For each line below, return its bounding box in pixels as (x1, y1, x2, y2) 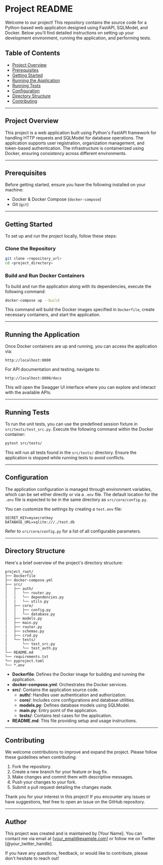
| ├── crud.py (5, 633, 38, 638)
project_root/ (5, 569, 34, 574)
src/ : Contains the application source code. (12, 687, 99, 692)
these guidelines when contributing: (5, 754, 77, 760)
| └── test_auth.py (5, 645, 57, 651)
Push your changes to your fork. (12, 779, 77, 785)
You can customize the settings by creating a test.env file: (5, 506, 122, 512)
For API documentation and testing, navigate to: (5, 366, 100, 372)
